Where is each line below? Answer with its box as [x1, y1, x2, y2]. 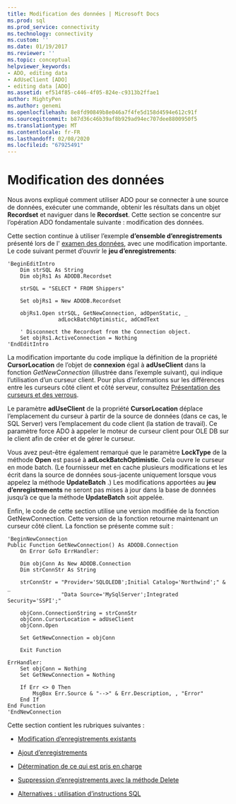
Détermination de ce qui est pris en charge [17, 762, 143, 771]
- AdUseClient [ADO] [7, 76, 69, 83]
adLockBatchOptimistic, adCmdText [57, 316, 160, 324]
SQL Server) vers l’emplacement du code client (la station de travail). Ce [7, 420, 218, 428]
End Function [7, 702, 46, 710]
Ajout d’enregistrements [17, 748, 88, 757]
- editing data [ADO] [7, 83, 71, 90]
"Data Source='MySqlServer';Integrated [61, 591, 179, 598]
